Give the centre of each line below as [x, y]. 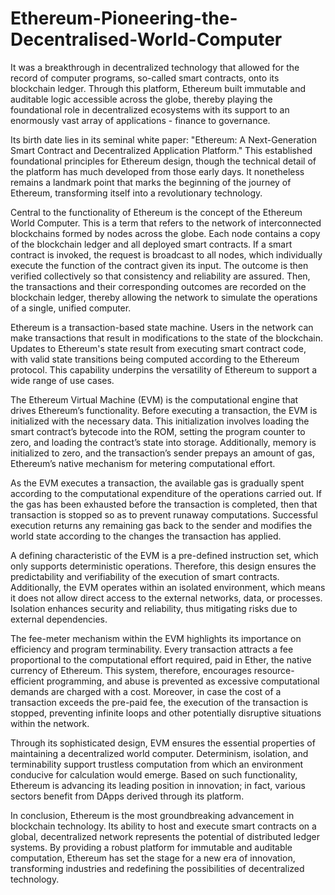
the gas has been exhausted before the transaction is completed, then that [164, 504]
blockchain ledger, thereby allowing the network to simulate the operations [164, 297]
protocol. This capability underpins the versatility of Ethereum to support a [164, 369]
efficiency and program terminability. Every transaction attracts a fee [152, 649]
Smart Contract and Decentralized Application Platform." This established [161, 150]
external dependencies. [59, 619]
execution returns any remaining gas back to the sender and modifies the [161, 525]
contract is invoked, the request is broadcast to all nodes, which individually [166, 254]
